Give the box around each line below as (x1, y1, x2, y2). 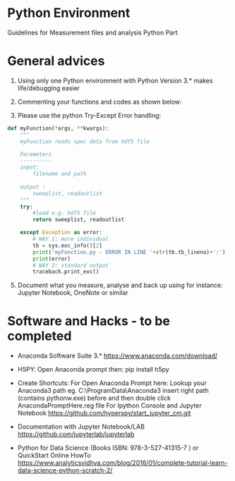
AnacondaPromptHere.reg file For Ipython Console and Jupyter (17, 401, 203, 410)
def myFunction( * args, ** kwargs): (7, 125, 109, 132)
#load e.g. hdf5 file (32, 209, 97, 217)
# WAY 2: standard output (32, 262, 109, 269)
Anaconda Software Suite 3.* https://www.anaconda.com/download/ (17, 351, 218, 360)
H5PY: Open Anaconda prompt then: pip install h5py (17, 365, 169, 374)
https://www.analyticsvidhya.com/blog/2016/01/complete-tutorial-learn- (17, 458, 228, 467)
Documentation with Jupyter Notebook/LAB (17, 422, 145, 431)
